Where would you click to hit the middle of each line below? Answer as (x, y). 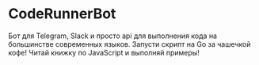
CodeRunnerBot (62, 14)
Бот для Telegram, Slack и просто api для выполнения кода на (113, 36)
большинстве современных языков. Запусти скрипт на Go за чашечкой (129, 44)
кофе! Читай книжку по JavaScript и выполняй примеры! (104, 52)
